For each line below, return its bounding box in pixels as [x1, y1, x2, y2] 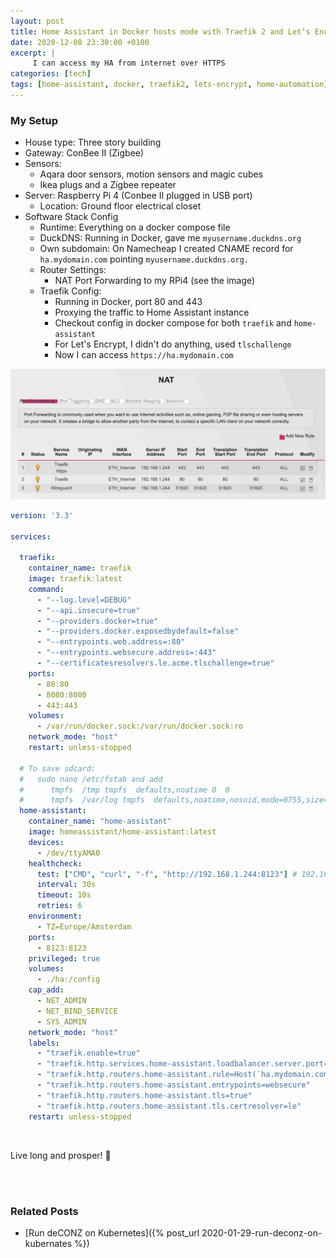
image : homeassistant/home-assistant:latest [28, 827, 217, 837]
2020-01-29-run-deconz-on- [201, 1226, 323, 1239]
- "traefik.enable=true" [36, 1048, 141, 1059]
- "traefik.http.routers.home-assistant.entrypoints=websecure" [36, 1080, 311, 1090]
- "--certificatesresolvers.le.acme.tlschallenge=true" [36, 658, 275, 669]
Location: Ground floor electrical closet [39, 200, 202, 212]
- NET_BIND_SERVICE [36, 1006, 118, 1016]
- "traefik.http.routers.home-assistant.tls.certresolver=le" [36, 1101, 302, 1111]
